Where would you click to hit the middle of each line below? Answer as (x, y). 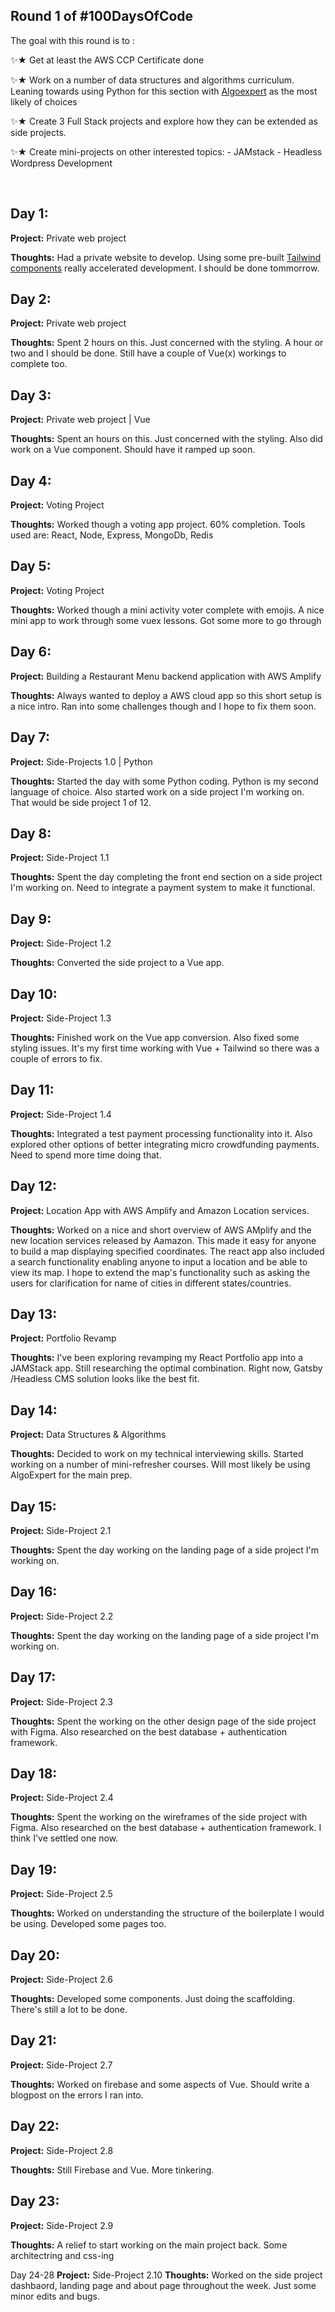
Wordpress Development (61, 163)
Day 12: (33, 1186)
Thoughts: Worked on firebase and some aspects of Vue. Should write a (160, 2084)
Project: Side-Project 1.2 (61, 943)
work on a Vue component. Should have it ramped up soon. (133, 450)
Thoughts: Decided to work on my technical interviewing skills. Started (157, 1454)
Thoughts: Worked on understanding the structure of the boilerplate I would (167, 1913)
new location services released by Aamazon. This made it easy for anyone (163, 1240)
